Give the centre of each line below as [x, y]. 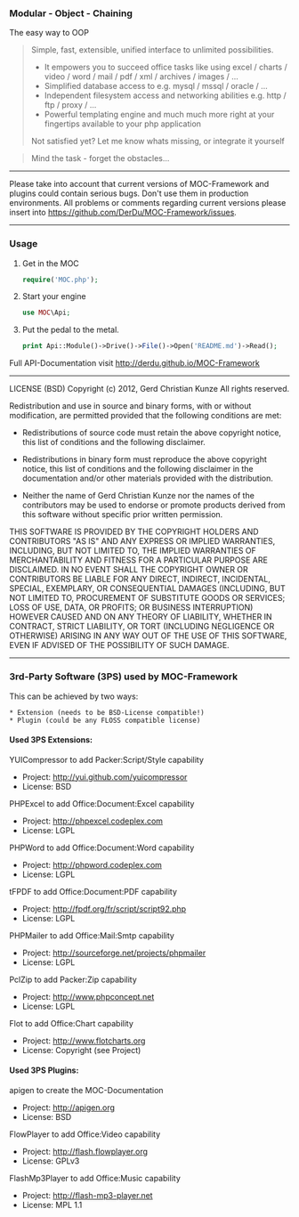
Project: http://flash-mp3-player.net [87, 1195]
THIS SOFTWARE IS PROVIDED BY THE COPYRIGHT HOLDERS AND [134, 531]
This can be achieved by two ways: [74, 696]
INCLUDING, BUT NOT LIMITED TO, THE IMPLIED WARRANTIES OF [133, 551]
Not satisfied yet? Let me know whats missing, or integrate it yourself [158, 142]
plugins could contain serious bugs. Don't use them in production [129, 193]
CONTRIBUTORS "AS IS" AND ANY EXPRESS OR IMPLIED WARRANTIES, [142, 541]
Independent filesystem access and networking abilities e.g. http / [165, 95]
